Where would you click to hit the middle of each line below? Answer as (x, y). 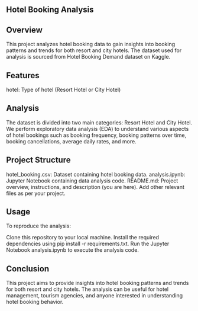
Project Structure (38, 160)
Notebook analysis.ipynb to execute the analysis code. (72, 250)
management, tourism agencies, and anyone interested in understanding (95, 296)
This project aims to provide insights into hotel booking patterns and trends (98, 283)
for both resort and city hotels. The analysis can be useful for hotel (87, 289)
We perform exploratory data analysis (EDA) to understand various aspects (98, 129)
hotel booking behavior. (35, 302)
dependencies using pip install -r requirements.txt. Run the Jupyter (88, 244)
